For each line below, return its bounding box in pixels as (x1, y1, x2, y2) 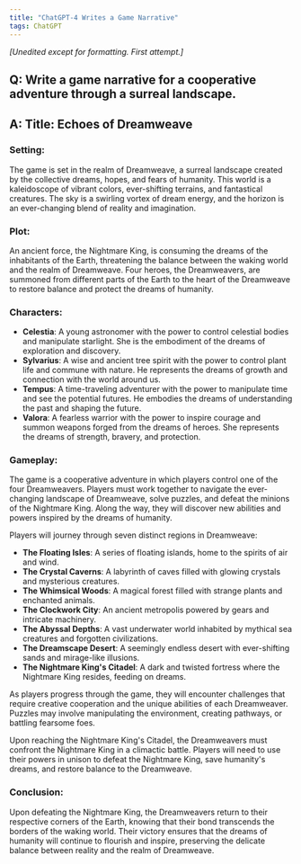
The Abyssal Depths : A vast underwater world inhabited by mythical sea (22, 624, 293, 635)
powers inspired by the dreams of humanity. (9, 512, 173, 523)
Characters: (9, 306, 63, 318)
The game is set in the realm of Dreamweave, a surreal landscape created (9, 164, 283, 175)
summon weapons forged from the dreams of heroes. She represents (22, 422, 280, 432)
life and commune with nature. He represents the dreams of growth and (22, 365, 288, 376)
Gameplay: (9, 454, 58, 467)
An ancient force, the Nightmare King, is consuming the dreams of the (9, 245, 269, 256)
